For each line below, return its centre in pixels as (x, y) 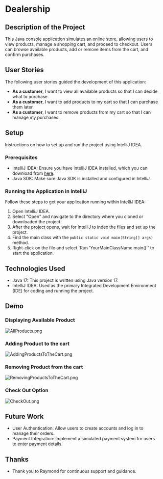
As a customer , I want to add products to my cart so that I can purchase (85, 102)
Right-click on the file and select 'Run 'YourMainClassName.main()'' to (83, 248)
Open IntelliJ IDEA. (31, 212)
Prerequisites (21, 157)
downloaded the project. (37, 222)
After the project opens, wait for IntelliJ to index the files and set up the (84, 227)
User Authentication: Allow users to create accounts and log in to (78, 428)
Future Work (24, 416)
